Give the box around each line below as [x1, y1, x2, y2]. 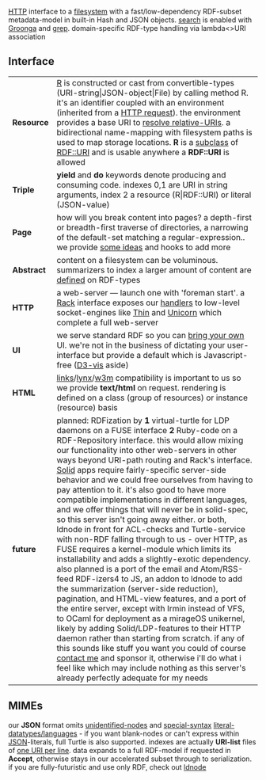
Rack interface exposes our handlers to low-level [56, 297, 240, 308]
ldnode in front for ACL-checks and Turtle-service [56, 523, 245, 535]
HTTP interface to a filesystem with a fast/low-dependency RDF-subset [8, 7, 242, 16]
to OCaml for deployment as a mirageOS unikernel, [56, 613, 245, 624]
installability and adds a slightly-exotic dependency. [56, 554, 251, 565]
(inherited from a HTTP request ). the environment [56, 107, 241, 118]
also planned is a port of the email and [56, 563, 199, 574]
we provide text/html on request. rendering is [56, 382, 226, 393]
